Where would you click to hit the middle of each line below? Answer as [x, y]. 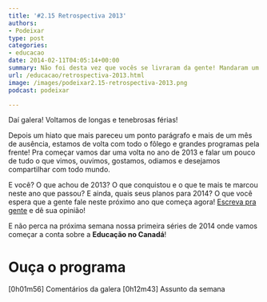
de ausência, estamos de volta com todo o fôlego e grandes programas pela [134, 144]
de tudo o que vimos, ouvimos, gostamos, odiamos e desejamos [114, 161]
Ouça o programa [67, 267]
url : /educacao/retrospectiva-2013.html [77, 75]
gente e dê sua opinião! [47, 211]
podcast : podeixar [39, 90]
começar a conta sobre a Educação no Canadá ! [88, 235]
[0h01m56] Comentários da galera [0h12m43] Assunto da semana [117, 289]
